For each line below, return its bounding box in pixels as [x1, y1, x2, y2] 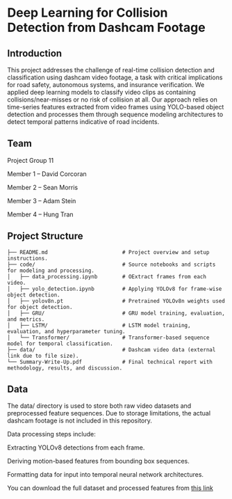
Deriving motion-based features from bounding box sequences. [7, 457, 190, 466]
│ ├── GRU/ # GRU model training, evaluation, [7, 310, 226, 317]
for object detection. [7, 303, 73, 310]
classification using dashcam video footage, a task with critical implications [7, 73, 223, 81]
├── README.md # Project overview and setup [7, 248, 210, 255]
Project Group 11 [7, 156, 54, 164]
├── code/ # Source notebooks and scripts [7, 261, 216, 268]
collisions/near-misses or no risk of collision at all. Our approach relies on [7, 95, 217, 104]
